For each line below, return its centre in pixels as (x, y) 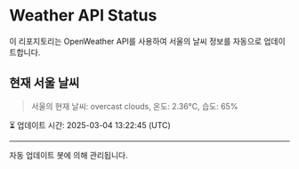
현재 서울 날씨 (44, 83)
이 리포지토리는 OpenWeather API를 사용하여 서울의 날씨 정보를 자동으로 (136, 41)
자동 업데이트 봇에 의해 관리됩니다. (69, 155)
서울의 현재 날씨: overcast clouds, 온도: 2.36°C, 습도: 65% (134, 106)
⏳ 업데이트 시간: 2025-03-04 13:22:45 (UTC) (90, 125)
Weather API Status (83, 16)
